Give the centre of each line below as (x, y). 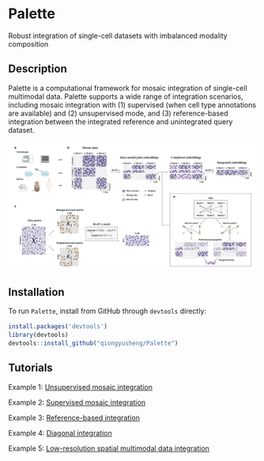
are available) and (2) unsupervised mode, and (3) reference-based (118, 113)
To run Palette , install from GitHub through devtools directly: (107, 311)
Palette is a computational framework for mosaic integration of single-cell (128, 88)
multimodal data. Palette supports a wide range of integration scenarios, (126, 96)
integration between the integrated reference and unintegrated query (121, 121)
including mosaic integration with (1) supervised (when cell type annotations (132, 104)
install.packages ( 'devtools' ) (58, 327)
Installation (36, 292)
